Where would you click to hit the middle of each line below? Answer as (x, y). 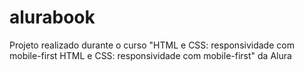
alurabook (52, 17)
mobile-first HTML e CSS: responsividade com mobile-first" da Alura (150, 55)
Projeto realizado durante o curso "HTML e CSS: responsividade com (152, 45)
